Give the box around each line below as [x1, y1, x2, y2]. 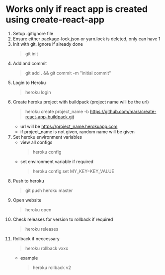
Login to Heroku [12, 80, 46, 86]
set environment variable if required [20, 158, 94, 165]
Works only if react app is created [5, 3, 148, 15]
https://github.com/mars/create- [89, 108, 157, 114]
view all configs [20, 139, 53, 145]
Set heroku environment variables [12, 134, 82, 140]
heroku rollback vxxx [25, 245, 69, 251]
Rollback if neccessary [12, 235, 60, 242]
